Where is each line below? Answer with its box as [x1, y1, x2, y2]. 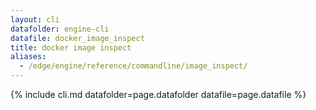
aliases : [10, 52, 47, 62]
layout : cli [10, 14, 60, 25]
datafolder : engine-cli [10, 24, 110, 34]
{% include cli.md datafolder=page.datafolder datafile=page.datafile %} [10, 89, 307, 100]
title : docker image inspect [10, 42, 132, 53]
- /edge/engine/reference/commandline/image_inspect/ [19, 61, 248, 71]
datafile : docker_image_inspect [10, 33, 145, 43]
